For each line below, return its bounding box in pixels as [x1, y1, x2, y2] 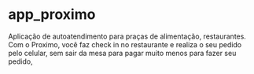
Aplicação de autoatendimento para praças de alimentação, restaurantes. [8, 31, 246, 41]
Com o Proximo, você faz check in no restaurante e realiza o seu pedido [8, 39, 242, 49]
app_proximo [8, 6, 96, 24]
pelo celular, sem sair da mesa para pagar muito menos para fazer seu [8, 48, 237, 57]
